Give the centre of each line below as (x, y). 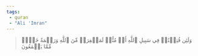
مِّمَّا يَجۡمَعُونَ (36, 46)
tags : (13, 12)
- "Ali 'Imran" (28, 23)
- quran (19, 17)
